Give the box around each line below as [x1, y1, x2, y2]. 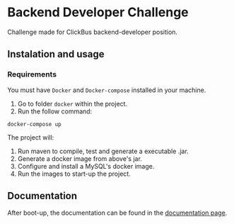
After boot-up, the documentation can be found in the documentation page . [7, 208, 228, 217]
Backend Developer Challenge [7, 4, 189, 21]
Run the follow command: [17, 107, 93, 116]
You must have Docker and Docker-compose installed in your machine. [7, 86, 206, 94]
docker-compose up [7, 121, 62, 128]
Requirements [7, 69, 57, 79]
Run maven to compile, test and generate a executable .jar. [17, 147, 189, 155]
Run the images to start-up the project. [17, 169, 131, 178]
